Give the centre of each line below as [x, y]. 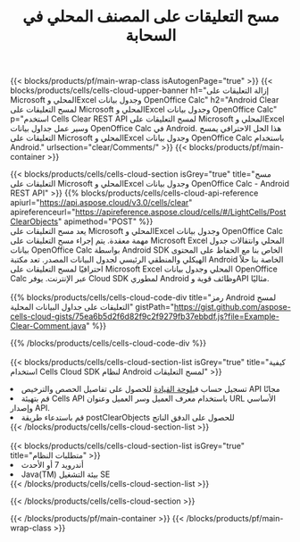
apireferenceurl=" [43, 213]
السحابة [151, 35]
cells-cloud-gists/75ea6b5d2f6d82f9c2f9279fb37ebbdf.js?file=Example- [145, 317]
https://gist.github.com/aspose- [232, 307]
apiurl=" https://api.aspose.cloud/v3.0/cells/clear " [101, 203]
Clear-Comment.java [48, 326]
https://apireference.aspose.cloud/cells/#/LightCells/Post [181, 213]
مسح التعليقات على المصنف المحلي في [151, 17]
